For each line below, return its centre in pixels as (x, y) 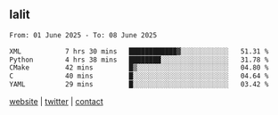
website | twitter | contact (57, 102)
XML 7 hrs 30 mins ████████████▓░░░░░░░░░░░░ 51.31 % (139, 51)
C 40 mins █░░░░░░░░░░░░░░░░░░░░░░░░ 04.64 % (139, 76)
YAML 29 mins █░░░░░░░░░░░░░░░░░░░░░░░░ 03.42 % (139, 85)
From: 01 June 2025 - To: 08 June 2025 (83, 35)
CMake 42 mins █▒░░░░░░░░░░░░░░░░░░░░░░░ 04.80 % (139, 68)
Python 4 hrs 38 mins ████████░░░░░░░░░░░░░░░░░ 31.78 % (139, 60)
